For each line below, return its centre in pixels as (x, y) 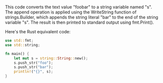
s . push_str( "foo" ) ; (34, 63)
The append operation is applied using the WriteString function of (71, 12)
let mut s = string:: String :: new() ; (51, 58)
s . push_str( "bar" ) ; (34, 67)
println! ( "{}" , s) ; (34, 72)
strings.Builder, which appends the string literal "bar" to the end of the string (82, 17)
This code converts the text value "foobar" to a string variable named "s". (79, 7)
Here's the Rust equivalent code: (38, 32)
